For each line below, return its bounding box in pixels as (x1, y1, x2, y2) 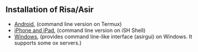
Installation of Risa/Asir (5, 5, 94, 15)
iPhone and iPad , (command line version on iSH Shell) (14, 27, 146, 34)
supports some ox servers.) (14, 39, 82, 46)
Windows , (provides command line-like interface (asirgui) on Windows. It (14, 32, 193, 40)
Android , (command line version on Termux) (14, 20, 122, 27)
